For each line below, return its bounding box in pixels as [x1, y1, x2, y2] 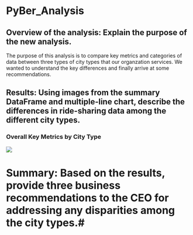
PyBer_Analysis [6, 4, 85, 18]
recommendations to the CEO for [6, 191, 169, 205]
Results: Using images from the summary [6, 88, 160, 98]
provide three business [6, 179, 121, 192]
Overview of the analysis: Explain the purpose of [6, 28, 187, 38]
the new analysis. [6, 36, 72, 46]
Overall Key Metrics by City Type [6, 133, 101, 141]
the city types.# [6, 216, 85, 229]
